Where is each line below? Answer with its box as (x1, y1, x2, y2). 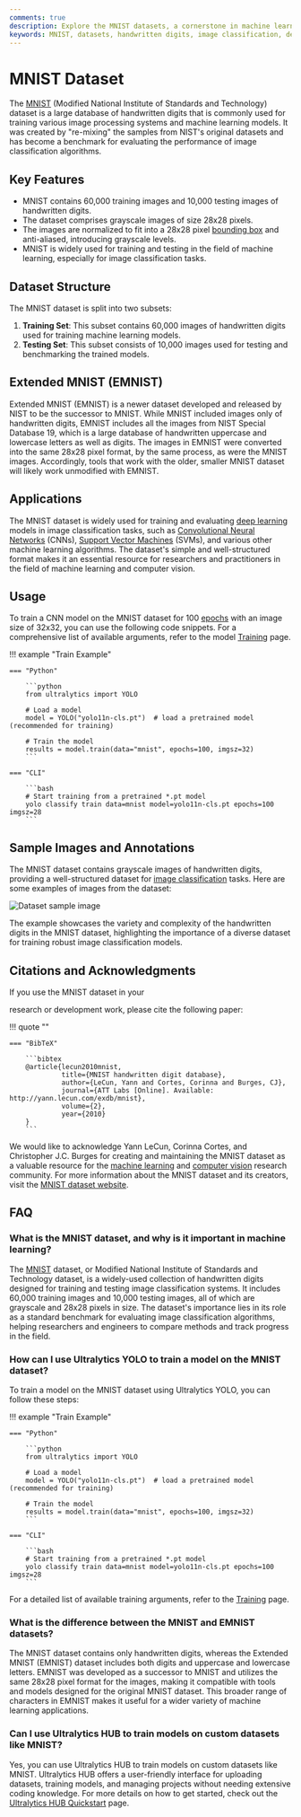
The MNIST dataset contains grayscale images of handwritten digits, (9, 864, 262, 875)
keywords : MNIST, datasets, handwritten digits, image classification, (9, 30, 282, 39)
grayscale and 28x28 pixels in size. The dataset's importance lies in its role (9, 1302, 287, 1312)
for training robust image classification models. (9, 937, 184, 948)
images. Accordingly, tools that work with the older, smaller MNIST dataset (9, 455, 285, 467)
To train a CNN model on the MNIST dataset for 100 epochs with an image (9, 612, 283, 624)
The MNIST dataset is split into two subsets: (9, 303, 172, 313)
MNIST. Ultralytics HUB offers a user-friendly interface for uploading (9, 1769, 262, 1779)
